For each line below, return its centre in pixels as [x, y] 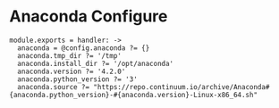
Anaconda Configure [89, 17]
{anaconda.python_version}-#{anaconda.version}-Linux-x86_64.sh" [133, 95]
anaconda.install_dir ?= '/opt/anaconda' [96, 63]
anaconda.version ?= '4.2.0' [72, 71]
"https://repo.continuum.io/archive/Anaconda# [182, 87]
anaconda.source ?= [54, 87]
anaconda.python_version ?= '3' [78, 79]
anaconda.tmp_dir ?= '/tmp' [70, 55]
